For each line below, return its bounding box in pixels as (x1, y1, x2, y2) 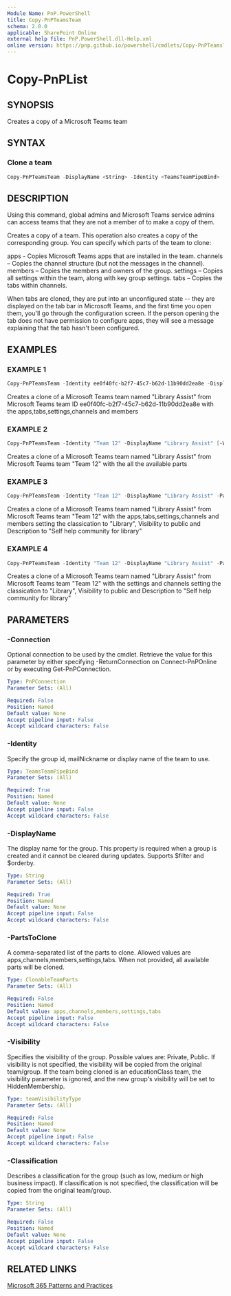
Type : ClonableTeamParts (7, 977, 78, 984)
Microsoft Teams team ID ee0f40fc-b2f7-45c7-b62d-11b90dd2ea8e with (7, 400, 214, 408)
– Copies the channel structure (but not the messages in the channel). (7, 259, 205, 268)
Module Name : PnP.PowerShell (7, 10, 91, 17)
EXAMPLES (7, 343, 57, 355)
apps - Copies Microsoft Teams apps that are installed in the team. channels (7, 252, 223, 260)
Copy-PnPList (7, 72, 88, 87)
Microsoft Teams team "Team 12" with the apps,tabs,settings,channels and (7, 512, 219, 520)
